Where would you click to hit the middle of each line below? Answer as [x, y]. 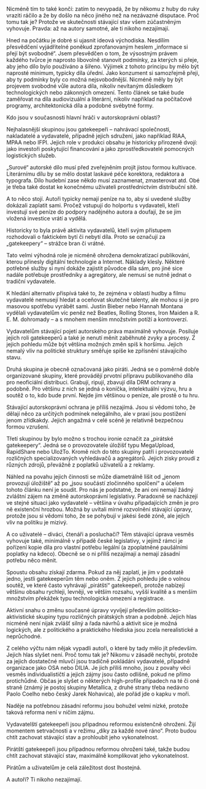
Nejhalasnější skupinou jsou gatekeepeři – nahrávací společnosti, [89, 129]
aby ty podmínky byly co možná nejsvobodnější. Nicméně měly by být [95, 80]
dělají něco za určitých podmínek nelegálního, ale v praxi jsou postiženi [96, 414]
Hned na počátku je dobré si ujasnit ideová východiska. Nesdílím [88, 40]
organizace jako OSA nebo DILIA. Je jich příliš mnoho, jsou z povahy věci [99, 668]
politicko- [169, 610]
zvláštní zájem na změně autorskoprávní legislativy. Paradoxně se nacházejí [102, 496]
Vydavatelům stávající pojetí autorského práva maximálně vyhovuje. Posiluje [102, 331]
